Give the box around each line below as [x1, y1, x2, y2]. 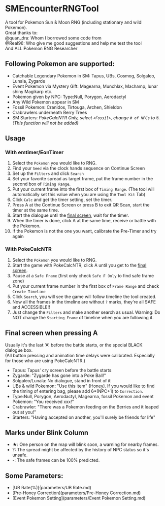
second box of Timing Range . [12, 181, 71, 187]
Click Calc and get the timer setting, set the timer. [12, 197, 113, 202]
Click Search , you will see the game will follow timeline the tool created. [12, 294, 157, 300]
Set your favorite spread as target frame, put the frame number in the [12, 176, 153, 182]
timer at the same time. [12, 207, 59, 213]
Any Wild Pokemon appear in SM [12, 99, 79, 105]
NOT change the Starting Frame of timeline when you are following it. [12, 314, 154, 320]
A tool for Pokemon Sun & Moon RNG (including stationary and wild [5, 19, 142, 25]
